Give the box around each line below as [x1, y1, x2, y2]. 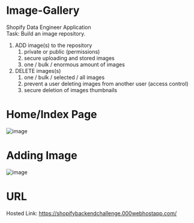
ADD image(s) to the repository [14, 42, 92, 49]
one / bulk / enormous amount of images [23, 61, 125, 68]
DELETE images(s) [14, 67, 61, 74]
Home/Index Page [6, 108, 97, 121]
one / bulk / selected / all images [23, 74, 105, 81]
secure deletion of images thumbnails [23, 86, 117, 93]
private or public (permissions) [23, 48, 100, 55]
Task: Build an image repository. [6, 30, 86, 37]
